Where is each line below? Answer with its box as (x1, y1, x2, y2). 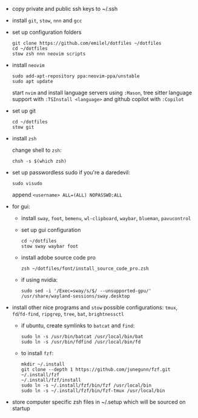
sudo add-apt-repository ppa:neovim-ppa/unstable (12, 73, 140, 79)
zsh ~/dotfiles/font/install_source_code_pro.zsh (21, 266, 150, 272)
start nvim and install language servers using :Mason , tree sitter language (12, 89, 193, 96)
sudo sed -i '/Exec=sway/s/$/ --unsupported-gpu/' (21, 288, 152, 294)
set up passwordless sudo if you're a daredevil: (12, 169, 130, 176)
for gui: (12, 203, 30, 210)
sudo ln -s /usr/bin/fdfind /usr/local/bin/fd (21, 339, 141, 345)
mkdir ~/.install (21, 361, 65, 367)
